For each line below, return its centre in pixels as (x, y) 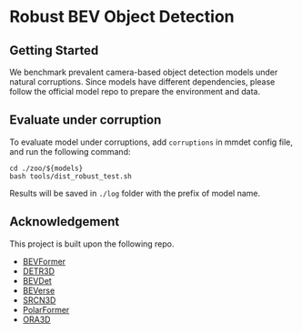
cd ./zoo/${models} (46, 168)
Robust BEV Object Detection (122, 17)
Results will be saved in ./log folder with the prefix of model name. (135, 193)
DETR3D (39, 271)
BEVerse (39, 290)
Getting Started (54, 50)
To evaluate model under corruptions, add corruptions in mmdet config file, (151, 142)
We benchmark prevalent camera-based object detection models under (144, 72)
